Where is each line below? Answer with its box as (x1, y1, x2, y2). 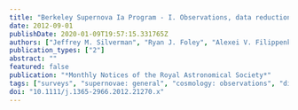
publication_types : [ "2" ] (9, 46, 105, 55)
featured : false (9, 63, 69, 72)
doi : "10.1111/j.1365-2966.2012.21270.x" (9, 87, 165, 96)
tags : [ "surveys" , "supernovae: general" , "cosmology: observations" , (9, 79, 276, 88)
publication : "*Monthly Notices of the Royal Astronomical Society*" (9, 71, 272, 80)
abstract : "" (9, 54, 58, 63)
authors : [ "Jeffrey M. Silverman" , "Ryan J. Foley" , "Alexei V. (9, 37, 252, 47)
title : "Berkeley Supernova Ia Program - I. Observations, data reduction (9, 12, 292, 22)
